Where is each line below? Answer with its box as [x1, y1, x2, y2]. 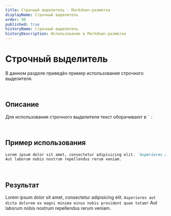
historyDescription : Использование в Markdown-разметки [5, 31, 126, 36]
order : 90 [5, 17, 26, 22]
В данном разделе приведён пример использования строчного [5, 70, 144, 76]
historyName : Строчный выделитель [5, 27, 79, 32]
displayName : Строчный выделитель [5, 12, 79, 17]
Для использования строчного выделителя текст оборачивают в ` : [5, 113, 153, 120]
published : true [5, 21, 40, 27]
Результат [5, 181, 40, 189]
